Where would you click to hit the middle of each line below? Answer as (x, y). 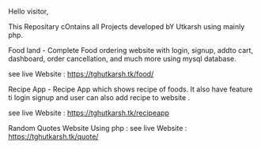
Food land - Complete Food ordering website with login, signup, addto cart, (131, 50)
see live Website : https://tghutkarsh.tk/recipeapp (89, 113)
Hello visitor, (28, 11)
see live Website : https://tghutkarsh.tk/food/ (81, 74)
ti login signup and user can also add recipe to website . (99, 97)
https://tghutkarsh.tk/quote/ (53, 136)
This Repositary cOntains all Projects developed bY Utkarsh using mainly (127, 26)
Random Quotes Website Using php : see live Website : (98, 128)
